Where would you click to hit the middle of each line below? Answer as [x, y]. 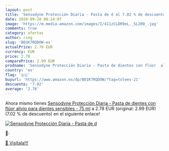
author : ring [19, 38]
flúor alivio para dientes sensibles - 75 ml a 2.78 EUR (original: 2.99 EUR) [81, 108]
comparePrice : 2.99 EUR [30, 61]
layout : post [19, 10]
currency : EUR [20, 51]
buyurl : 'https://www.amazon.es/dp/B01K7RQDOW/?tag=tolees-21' [73, 79]
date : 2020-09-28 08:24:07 [33, 19]
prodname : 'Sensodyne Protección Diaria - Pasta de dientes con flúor [81, 65]
